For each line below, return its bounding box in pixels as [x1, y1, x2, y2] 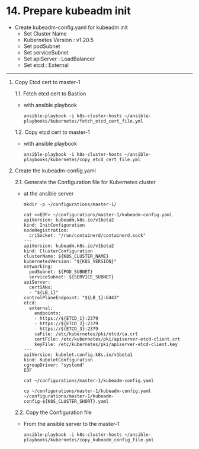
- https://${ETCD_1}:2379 [34, 315, 99, 321]
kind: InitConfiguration [23, 222, 85, 228]
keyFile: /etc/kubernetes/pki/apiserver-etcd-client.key [34, 341, 178, 347]
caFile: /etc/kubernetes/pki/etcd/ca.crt [34, 331, 138, 337]
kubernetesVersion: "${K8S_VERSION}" [23, 258, 117, 264]
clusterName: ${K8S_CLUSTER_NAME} [23, 253, 109, 259]
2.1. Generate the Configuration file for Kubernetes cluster [14, 178, 156, 185]
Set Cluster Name [23, 30, 67, 37]
